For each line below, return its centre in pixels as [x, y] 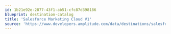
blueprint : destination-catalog [39, 14]
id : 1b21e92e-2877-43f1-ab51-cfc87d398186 [51, 10]
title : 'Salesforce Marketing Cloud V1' [48, 19]
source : [13, 24]
